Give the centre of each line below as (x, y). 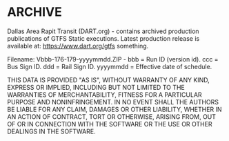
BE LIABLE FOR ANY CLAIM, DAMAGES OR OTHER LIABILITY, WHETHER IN (114, 109)
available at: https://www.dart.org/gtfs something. (78, 46)
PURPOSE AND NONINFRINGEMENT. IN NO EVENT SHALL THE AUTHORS (113, 102)
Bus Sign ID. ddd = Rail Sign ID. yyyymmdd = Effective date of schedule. (110, 66)
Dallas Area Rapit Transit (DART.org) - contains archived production (103, 31)
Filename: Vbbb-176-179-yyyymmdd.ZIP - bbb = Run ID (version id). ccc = (113, 59)
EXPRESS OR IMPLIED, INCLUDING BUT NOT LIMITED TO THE (96, 87)
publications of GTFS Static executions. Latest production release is (103, 38)
